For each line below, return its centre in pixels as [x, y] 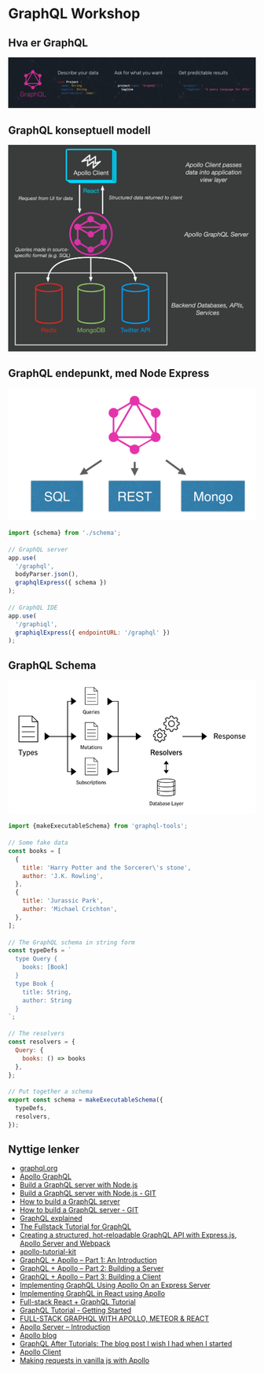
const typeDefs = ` [40, 950]
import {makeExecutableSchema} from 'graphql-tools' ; [98, 826]
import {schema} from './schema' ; [65, 533]
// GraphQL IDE [33, 607]
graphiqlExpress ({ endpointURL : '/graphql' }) [93, 633]
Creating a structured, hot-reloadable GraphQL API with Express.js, [128, 1235]
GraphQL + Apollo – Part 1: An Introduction [88, 1260]
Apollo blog [38, 1335]
